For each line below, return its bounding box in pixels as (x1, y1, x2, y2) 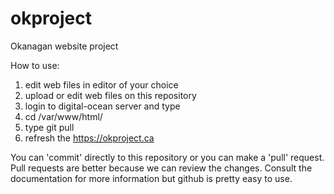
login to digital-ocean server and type (24, 100, 181, 112)
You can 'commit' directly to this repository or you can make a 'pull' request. (10, 151, 325, 163)
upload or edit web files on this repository (24, 89, 197, 101)
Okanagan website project (10, 40, 119, 52)
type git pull (24, 121, 75, 133)
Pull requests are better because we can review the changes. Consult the (10, 162, 313, 174)
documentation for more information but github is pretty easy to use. (10, 172, 293, 184)
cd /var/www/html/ (24, 110, 103, 122)
